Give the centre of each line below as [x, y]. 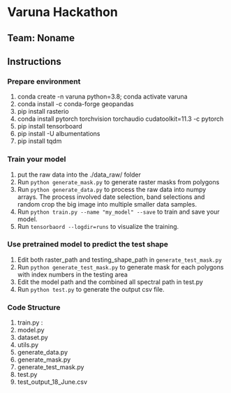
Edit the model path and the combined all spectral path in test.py [110, 282]
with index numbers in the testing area [72, 274]
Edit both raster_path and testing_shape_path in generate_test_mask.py [119, 260]
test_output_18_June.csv [52, 382]
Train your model [37, 159]
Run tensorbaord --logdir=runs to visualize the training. [98, 226]
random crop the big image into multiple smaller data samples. [107, 204]
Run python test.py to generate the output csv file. [91, 289]
